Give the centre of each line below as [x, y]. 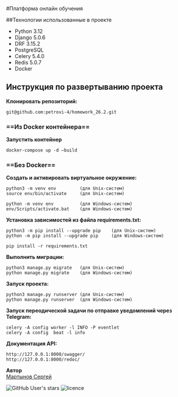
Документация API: [32, 344]
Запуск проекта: [27, 284]
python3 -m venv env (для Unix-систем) [66, 189]
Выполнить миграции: [35, 257]
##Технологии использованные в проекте [59, 20]
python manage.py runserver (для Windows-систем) [69, 300]
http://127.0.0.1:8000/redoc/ [43, 360]
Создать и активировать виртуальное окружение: [71, 178]
